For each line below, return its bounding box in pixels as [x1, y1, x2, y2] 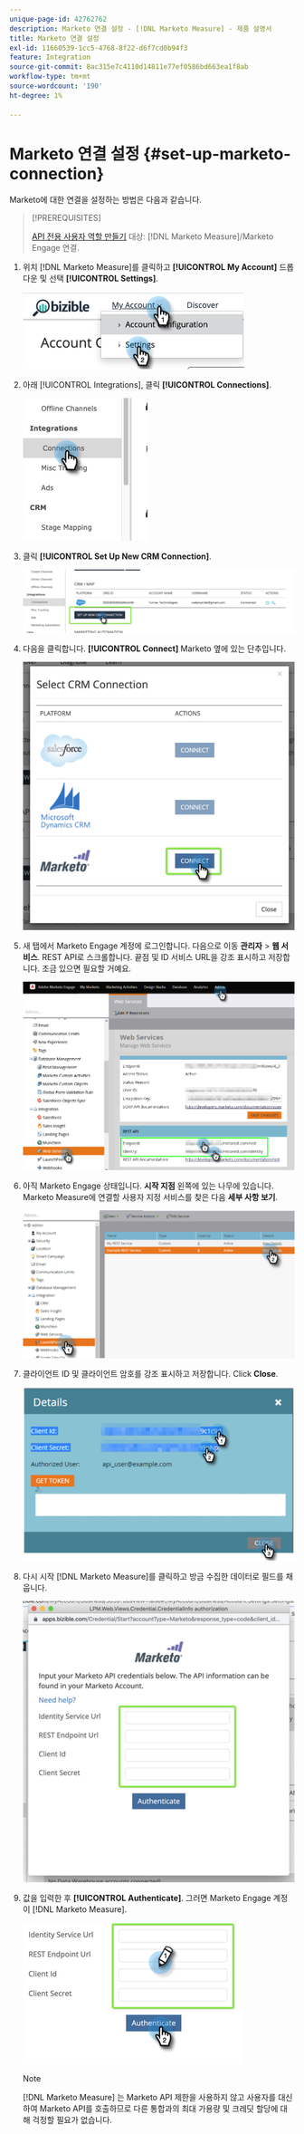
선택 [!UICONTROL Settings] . [49, 273, 158, 284]
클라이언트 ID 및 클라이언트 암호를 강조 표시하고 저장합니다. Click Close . [22, 1369, 279, 1379]
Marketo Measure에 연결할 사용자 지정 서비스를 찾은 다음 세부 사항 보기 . [22, 1191, 279, 1202]
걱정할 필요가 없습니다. [32, 2115, 113, 2126]
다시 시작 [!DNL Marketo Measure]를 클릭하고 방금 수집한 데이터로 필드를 [22, 1571, 284, 1581]
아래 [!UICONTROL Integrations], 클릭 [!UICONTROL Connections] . [22, 380, 271, 390]
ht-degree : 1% [9, 91, 63, 100]
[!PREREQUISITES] [31, 213, 101, 224]
